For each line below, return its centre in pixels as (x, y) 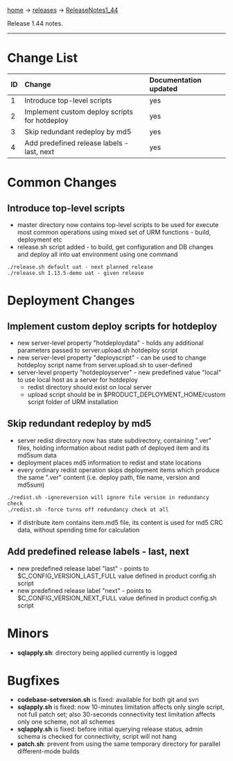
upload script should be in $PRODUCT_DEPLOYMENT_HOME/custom (127, 394)
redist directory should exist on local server (89, 387)
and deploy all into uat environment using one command (97, 254)
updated (163, 88)
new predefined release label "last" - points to (83, 568)
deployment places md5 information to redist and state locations (109, 462)
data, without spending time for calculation (78, 530)
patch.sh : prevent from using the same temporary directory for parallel (119, 744)
